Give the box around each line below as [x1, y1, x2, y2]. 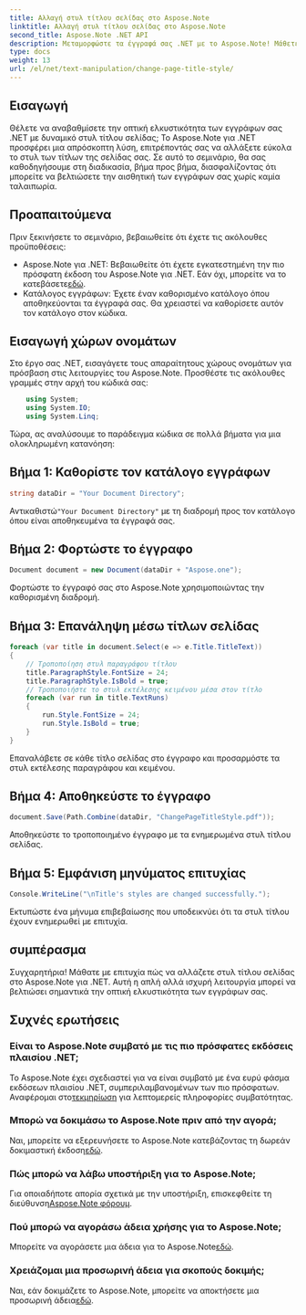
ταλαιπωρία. [9, 180, 57, 192]
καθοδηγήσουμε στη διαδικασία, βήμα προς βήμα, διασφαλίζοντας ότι [9, 161, 277, 172]
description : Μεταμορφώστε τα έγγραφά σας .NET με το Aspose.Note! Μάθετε [9, 38, 300, 48]
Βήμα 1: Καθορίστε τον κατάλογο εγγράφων [9, 465, 271, 480]
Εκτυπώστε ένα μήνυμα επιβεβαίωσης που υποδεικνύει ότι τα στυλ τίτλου [9, 906, 290, 917]
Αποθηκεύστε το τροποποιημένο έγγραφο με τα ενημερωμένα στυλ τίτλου [9, 829, 291, 840]
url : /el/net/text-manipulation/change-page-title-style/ [9, 65, 234, 74]
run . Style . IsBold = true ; [42, 719, 141, 728]
